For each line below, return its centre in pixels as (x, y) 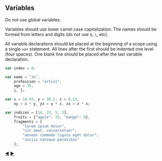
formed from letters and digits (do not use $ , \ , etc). (57, 34)
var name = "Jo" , (23, 77)
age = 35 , (24, 86)
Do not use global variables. (33, 19)
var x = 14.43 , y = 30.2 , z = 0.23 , (42, 99)
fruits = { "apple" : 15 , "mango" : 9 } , (52, 117)
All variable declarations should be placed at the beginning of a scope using (81, 44)
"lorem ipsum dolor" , (45, 126)
